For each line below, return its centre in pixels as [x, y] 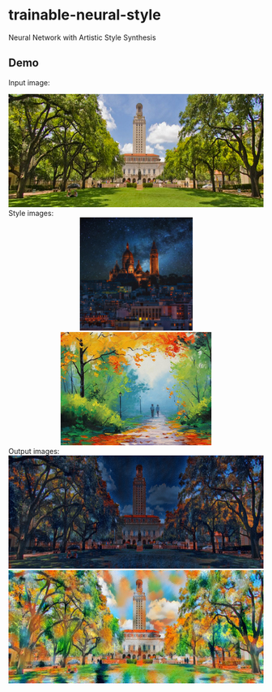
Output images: [34, 451]
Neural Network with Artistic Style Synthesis [82, 37]
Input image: [29, 82]
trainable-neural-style [85, 15]
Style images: [31, 213]
